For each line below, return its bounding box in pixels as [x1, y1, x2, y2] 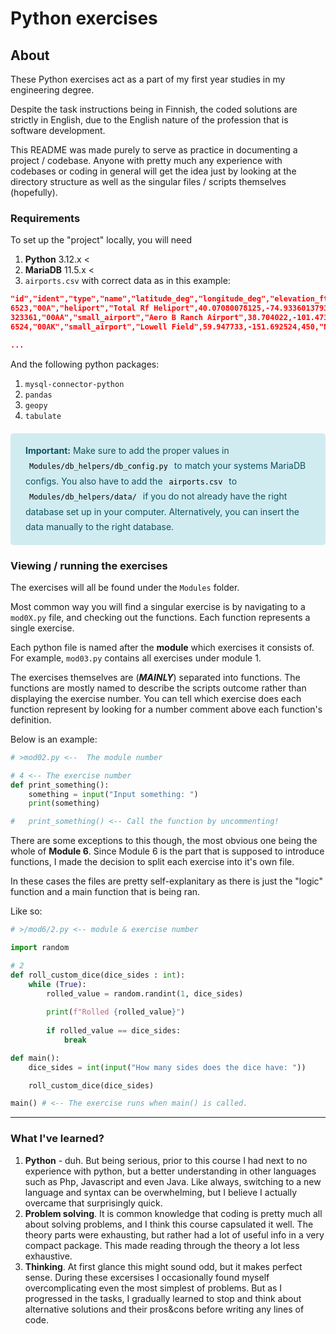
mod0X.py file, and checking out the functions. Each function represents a [10, 611, 311, 623]
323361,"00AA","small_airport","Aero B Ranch [10, 313, 203, 323]
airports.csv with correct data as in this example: [24, 275, 231, 287]
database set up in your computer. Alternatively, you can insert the [25, 505, 300, 517]
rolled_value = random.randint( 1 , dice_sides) [46, 988, 244, 999]
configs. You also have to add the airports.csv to [25, 475, 238, 487]
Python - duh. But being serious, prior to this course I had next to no [24, 1154, 308, 1166]
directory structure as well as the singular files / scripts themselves [10, 176, 287, 187]
